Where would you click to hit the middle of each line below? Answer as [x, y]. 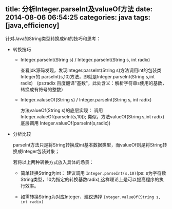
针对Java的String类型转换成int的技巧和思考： [53, 38]
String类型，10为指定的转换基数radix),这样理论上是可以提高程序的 [90, 179]
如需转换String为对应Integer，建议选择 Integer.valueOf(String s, [91, 197]
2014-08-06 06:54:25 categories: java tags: [78, 18]
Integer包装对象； [41, 151]
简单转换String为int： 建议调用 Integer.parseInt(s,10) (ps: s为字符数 [93, 173]
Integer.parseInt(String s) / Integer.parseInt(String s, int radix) [85, 59]
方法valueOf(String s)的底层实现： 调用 [62, 110]
